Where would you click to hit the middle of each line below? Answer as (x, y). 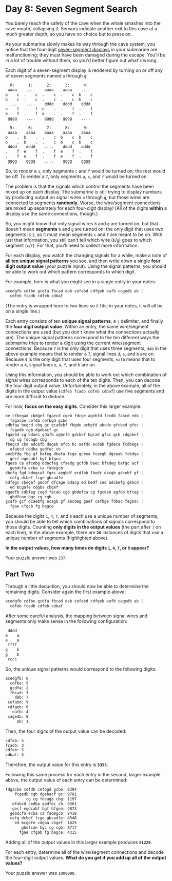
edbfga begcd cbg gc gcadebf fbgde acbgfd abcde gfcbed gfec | (74, 425)
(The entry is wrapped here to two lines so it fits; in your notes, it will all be (84, 305)
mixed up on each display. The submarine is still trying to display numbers (84, 192)
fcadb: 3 (15, 745)
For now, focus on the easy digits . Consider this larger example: (73, 406)
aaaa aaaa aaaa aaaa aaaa (49, 132)
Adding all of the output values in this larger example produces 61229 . (79, 842)
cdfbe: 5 (19, 683)
